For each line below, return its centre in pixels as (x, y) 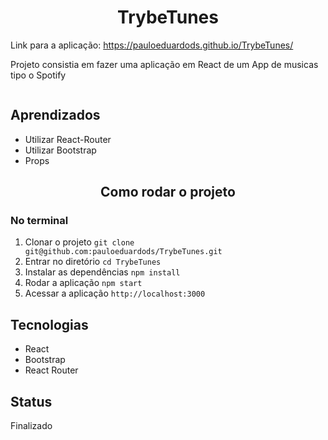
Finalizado (31, 426)
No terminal (39, 221)
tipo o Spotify (38, 75)
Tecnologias (49, 324)
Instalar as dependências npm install (102, 272)
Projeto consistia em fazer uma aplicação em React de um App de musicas (164, 64)
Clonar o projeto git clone (79, 242)
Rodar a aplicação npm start (83, 283)
